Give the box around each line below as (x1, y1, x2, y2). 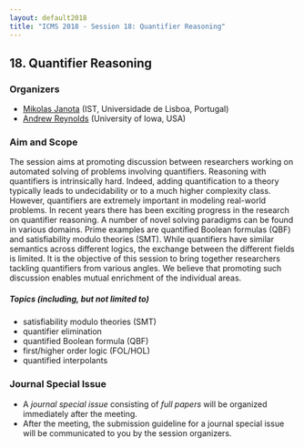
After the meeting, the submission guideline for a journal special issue (22, 418, 285, 429)
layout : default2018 (9, 13, 88, 23)
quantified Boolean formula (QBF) (22, 336, 149, 347)
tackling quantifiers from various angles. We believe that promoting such (9, 263, 282, 274)
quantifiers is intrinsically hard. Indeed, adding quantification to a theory (9, 176, 279, 187)
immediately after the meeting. (22, 408, 138, 419)
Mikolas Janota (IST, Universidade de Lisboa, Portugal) (22, 104, 229, 115)
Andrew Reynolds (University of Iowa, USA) (22, 113, 187, 124)
